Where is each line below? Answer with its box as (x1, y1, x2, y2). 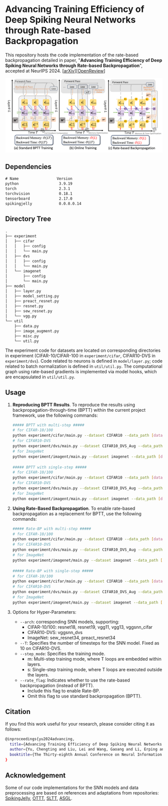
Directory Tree (5, 215, 51, 223)
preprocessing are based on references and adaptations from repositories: (5, 790, 159, 796)
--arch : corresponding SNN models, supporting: (19, 619, 119, 625)
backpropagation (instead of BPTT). (19, 682, 94, 688)
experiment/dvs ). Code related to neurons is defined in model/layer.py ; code (5, 358, 162, 364)
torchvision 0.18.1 (5, 191, 72, 196)
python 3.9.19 (5, 181, 72, 186)
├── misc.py (14, 333, 39, 338)
